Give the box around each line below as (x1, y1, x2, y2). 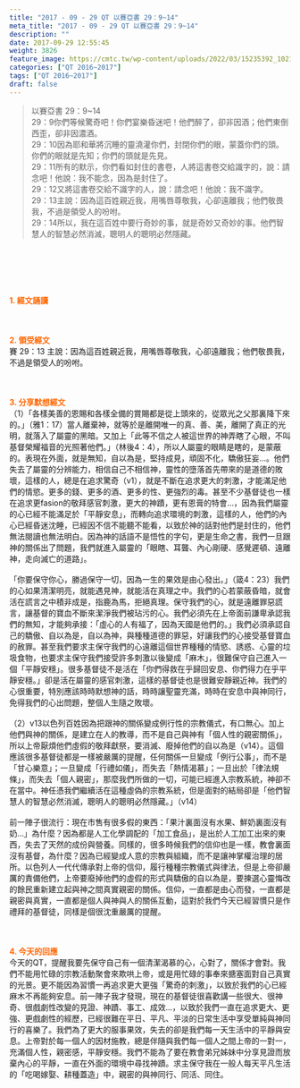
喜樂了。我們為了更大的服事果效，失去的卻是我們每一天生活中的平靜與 (24, 1024, 283, 1034)
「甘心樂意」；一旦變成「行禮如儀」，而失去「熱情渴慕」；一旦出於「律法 (9, 762, 271, 773)
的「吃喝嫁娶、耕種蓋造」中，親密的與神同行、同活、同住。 (9, 1068, 229, 1079)
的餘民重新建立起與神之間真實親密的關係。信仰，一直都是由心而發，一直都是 (9, 883, 291, 895)
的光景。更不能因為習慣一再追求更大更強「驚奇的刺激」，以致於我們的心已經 (9, 979, 287, 990)
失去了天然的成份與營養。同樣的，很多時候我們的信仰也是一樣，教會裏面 (24, 838, 291, 850)
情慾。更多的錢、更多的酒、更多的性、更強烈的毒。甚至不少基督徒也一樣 (24, 486, 291, 497)
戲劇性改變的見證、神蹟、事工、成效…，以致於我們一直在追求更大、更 (32, 1001, 290, 1012)
